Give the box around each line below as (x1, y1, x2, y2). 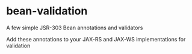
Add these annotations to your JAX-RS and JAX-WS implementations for (6, 35, 186, 43)
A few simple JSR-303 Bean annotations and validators (6, 24, 143, 31)
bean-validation (6, 4, 88, 18)
